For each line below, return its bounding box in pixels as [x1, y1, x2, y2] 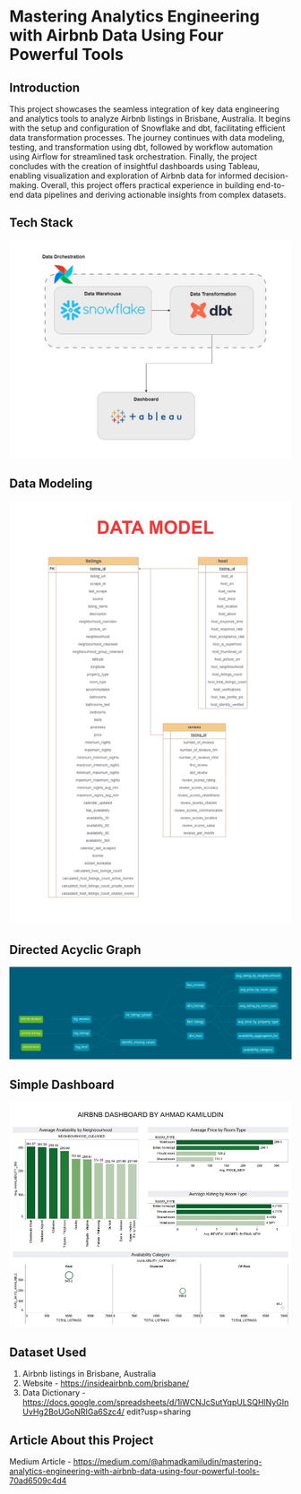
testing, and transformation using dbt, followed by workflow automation [9, 142, 273, 152]
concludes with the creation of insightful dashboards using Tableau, [9, 161, 260, 171]
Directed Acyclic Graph [9, 942, 142, 957]
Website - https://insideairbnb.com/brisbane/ [21, 1378, 190, 1389]
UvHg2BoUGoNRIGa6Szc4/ [21, 1406, 125, 1417]
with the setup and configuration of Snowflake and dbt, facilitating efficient [9, 123, 286, 133]
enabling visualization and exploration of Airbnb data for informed [9, 170, 253, 181]
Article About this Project [9, 1432, 154, 1447]
